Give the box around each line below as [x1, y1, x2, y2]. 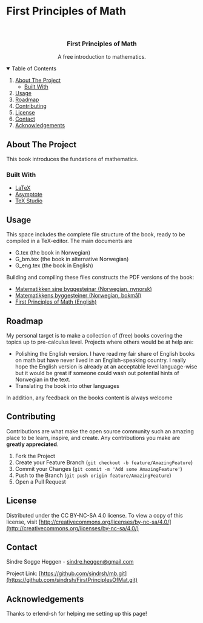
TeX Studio [15, 197, 43, 204]
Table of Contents [12, 65, 56, 72]
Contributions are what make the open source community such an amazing [6, 427, 194, 435]
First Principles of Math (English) [15, 298, 97, 305]
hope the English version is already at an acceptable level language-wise [15, 362, 198, 370]
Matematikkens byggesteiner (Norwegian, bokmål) [15, 292, 142, 299]
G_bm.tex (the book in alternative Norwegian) [15, 256, 129, 263]
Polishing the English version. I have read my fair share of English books [15, 350, 195, 357]
